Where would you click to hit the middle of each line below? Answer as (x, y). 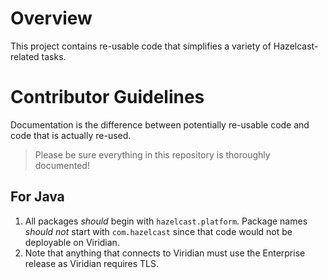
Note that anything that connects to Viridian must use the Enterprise (165, 253)
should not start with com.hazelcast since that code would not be (158, 231)
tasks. (54, 56)
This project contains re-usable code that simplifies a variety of (141, 46)
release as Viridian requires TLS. (92, 263)
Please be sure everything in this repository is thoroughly (152, 154)
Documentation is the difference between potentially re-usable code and (160, 124)
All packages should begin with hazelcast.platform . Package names (166, 221)
